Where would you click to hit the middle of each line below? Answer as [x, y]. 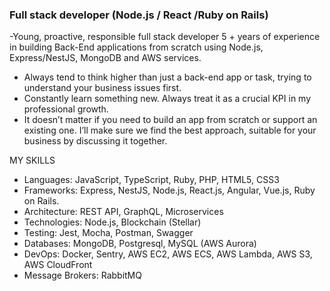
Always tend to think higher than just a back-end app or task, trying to [167, 77]
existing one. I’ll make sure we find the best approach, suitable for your [170, 130]
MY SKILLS [32, 160]
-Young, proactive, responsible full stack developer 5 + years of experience [165, 37]
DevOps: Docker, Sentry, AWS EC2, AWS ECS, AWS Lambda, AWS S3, [168, 254]
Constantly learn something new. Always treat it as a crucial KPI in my [167, 99]
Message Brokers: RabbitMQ [82, 275]
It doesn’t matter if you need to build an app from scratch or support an [170, 120]
